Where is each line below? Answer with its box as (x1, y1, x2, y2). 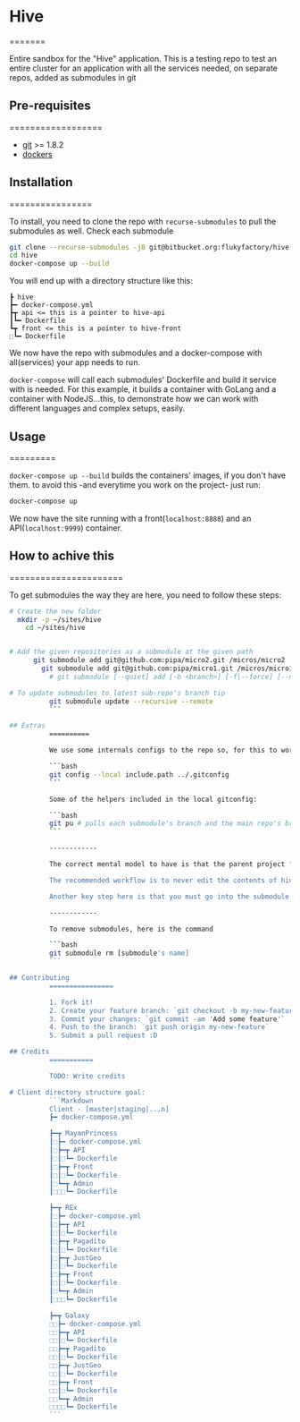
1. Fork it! (48, 998, 94, 1007)
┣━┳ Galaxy (48, 1311, 90, 1320)
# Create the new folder (9, 607, 102, 616)
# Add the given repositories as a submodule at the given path (9, 647, 254, 657)
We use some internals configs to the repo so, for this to (48, 745, 278, 755)
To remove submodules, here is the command (48, 924, 214, 933)
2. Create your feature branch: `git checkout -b (48, 1006, 238, 1015)
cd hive (9, 251, 38, 260)
